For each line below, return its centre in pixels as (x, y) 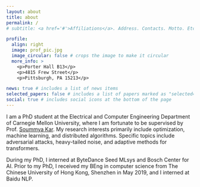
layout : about (24, 12)
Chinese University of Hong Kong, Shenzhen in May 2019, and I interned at (98, 172)
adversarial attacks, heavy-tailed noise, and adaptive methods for (87, 142)
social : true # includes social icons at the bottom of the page (89, 100)
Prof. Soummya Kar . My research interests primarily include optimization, (96, 129)
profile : (17, 39)
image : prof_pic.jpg (37, 50)
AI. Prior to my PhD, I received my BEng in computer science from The (92, 166)
